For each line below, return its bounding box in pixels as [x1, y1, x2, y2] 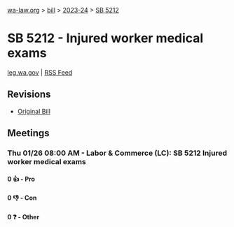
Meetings [7, 127, 50, 139]
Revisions [7, 89, 51, 101]
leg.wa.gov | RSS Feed [7, 68, 73, 76]
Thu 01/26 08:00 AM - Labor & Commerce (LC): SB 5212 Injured [7, 148, 228, 158]
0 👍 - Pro [7, 175, 35, 183]
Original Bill [17, 107, 51, 115]
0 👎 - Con [7, 193, 37, 202]
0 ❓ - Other [7, 212, 40, 221]
